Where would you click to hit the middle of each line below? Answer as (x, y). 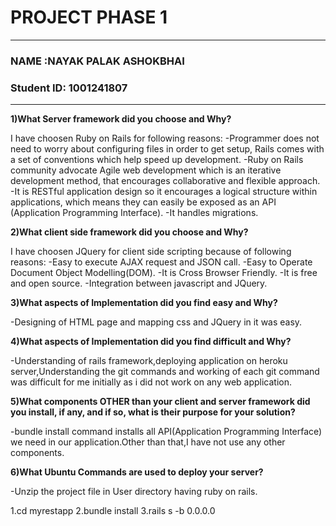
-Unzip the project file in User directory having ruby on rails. (134, 492)
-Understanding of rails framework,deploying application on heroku (149, 361)
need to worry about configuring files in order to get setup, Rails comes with (167, 149)
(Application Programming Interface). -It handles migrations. (134, 213)
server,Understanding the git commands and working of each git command (165, 372)
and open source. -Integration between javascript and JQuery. (139, 283)
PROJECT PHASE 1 (89, 17)
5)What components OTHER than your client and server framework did (160, 402)
